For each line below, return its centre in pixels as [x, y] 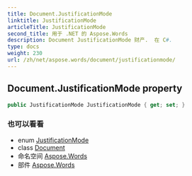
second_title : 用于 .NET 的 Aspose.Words [68, 34]
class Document [41, 147]
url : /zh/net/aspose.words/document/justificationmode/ [91, 60]
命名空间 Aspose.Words [52, 156]
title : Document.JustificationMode [60, 14]
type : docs [23, 47]
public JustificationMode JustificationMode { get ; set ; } [96, 105]
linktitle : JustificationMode [52, 20]
